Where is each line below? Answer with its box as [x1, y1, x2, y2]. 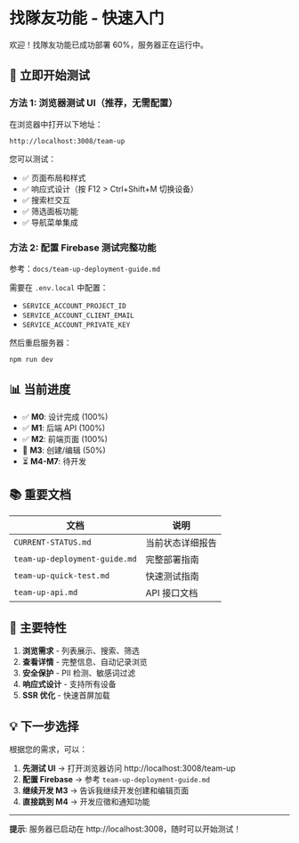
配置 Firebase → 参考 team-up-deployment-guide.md [21, 774, 211, 785]
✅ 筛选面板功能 [21, 206, 78, 217]
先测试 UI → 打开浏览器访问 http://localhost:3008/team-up [21, 763, 236, 773]
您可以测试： [9, 153, 56, 164]
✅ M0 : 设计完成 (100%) [21, 411, 109, 421]
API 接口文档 [145, 587, 198, 600]
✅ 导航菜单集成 [21, 217, 78, 227]
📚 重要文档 [9, 487, 72, 502]
